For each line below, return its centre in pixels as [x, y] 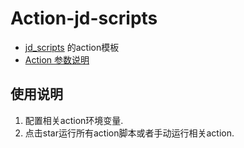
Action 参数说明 [57, 59]
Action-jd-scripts [84, 18]
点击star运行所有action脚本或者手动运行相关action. [129, 133]
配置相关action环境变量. [74, 120]
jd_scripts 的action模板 [72, 47]
